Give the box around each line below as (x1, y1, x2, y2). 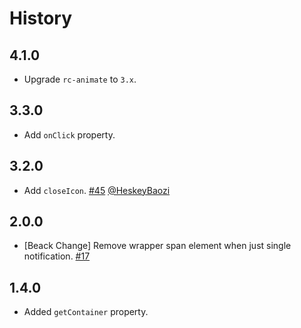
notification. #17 (23, 250, 91, 262)
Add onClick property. (23, 128, 116, 141)
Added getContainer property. (23, 306, 149, 318)
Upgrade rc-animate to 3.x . (23, 73, 137, 85)
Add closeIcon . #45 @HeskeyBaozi (23, 184, 171, 196)
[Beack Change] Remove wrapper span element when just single (23, 240, 292, 252)
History (9, 7, 73, 30)
